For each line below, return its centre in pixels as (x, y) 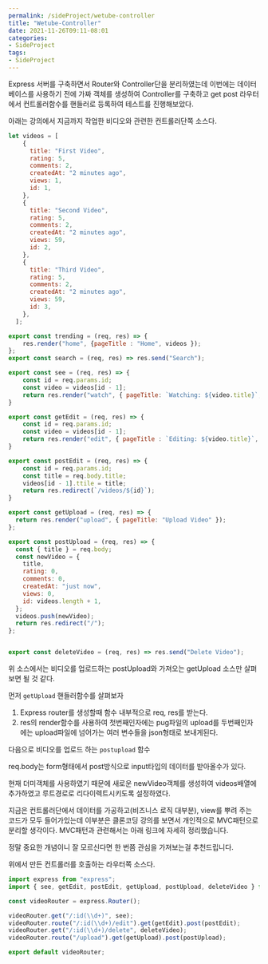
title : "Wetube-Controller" (55, 23)
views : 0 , (39, 593)
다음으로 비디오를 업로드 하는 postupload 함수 (79, 749)
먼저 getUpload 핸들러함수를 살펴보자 (66, 695)
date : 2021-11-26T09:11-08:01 (59, 30)
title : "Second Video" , (69, 210)
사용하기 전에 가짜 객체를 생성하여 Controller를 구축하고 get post (136, 93)
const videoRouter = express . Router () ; (75, 901)
